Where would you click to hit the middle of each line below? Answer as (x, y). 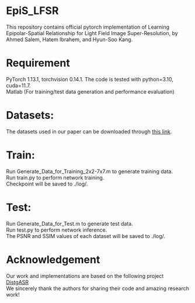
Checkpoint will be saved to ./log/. (47, 184)
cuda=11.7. (18, 85)
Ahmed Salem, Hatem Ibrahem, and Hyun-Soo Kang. (69, 39)
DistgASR (18, 282)
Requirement (38, 63)
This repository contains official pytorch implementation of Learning (88, 27)
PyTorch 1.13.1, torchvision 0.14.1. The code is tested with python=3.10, (90, 79)
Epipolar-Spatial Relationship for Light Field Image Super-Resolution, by (92, 33)
